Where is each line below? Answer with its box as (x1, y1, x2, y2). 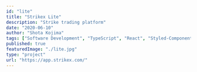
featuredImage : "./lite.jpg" (6, 46, 77, 52)
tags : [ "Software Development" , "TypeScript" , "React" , (6, 35, 145, 41)
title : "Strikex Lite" (6, 14, 62, 20)
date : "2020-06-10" (6, 24, 54, 31)
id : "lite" (6, 8, 33, 15)
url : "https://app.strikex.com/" (6, 57, 88, 63)
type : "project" (6, 52, 46, 57)
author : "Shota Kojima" (6, 30, 64, 36)
